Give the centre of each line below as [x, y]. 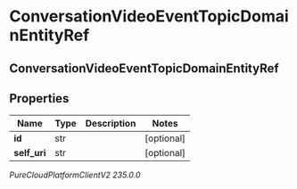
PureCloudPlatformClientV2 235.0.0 [75, 175]
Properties [39, 99]
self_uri [30, 153]
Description [111, 124]
